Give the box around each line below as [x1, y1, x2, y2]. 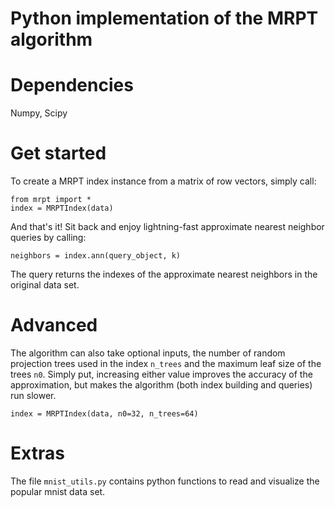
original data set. [10, 279, 80, 291]
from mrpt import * [10, 195, 92, 205]
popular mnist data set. [10, 485, 106, 497]
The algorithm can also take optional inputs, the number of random [10, 347, 286, 359]
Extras [10, 442, 65, 465]
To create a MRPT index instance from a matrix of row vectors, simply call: [10, 175, 317, 187]
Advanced [10, 314, 98, 337]
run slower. [10, 390, 57, 401]
